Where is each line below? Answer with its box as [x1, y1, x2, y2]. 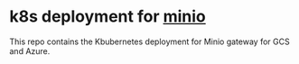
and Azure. [9, 45, 51, 56]
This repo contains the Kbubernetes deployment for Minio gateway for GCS [9, 36, 291, 47]
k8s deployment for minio [9, 6, 206, 27]
